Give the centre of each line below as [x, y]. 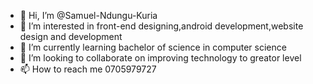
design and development [71, 36]
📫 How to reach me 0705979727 [88, 69]
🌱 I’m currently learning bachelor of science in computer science [153, 47]
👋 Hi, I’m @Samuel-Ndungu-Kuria [88, 15]
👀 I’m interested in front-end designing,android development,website [161, 26]
